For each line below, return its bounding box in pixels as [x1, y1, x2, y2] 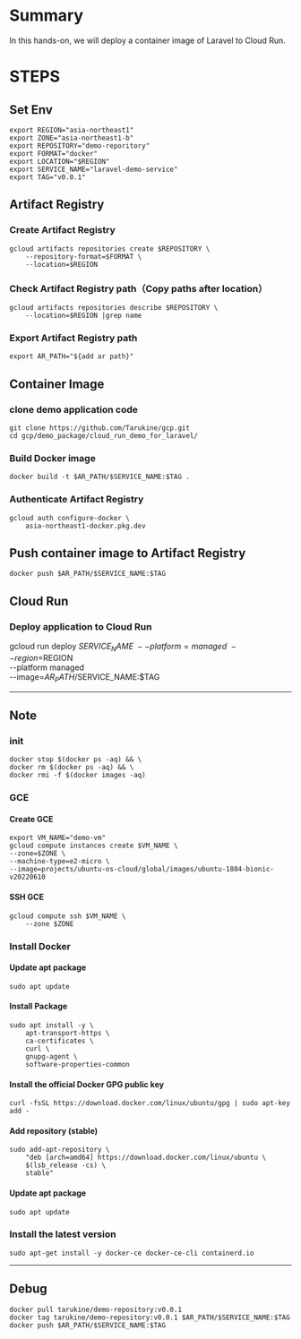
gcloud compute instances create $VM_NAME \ [9, 841, 178, 851]
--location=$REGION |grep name [25, 311, 142, 320]
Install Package [9, 1000, 68, 1012]
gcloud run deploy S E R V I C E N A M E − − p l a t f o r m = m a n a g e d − [9, 641, 236, 654]
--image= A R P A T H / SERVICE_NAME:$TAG [9, 671, 160, 684]
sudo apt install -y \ [9, 1020, 94, 1030]
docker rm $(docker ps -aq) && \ [9, 763, 134, 772]
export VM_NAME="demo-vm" [9, 834, 106, 843]
